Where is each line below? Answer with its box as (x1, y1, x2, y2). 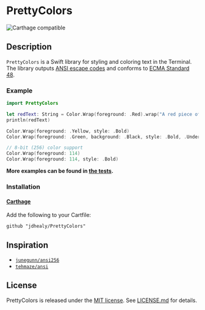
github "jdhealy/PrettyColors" (6, 223, 86, 230)
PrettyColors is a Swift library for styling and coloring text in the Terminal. (6, 58, 192, 65)
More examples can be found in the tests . (6, 167, 114, 175)
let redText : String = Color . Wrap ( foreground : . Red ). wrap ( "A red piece (6, 111, 192, 117)
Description (6, 42, 52, 52)
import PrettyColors (6, 100, 59, 107)
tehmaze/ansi (15, 263, 49, 270)
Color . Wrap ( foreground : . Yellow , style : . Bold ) (6, 128, 130, 134)
